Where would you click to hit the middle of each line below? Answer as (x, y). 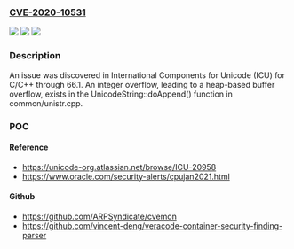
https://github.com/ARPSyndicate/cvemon (99, 216)
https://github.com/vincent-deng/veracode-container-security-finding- (152, 226)
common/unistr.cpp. (46, 103)
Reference (29, 147)
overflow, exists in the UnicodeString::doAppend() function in (121, 94)
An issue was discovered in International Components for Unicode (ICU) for (147, 75)
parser (34, 235)
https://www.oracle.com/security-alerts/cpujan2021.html (126, 176)
